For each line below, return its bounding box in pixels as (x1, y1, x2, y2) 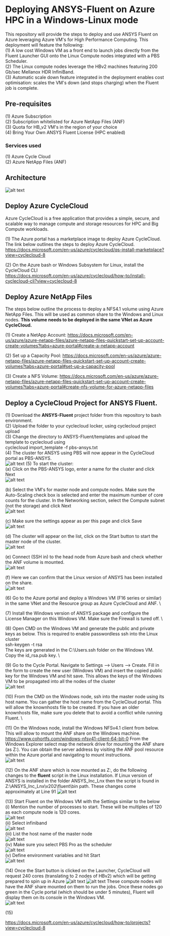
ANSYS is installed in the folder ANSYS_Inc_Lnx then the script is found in (5, 778, 159, 784)
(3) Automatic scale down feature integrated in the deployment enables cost (5, 74, 164, 80)
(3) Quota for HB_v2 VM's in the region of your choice (5, 124, 117, 130)
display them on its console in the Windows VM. (5, 894, 105, 901)
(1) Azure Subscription (5, 113, 52, 119)
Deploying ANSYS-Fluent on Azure (5, 4, 155, 15)
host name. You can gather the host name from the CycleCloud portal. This (5, 699, 162, 705)
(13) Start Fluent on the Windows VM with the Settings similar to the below (5, 799, 160, 805)
